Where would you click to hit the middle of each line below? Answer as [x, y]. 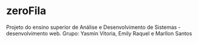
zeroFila [26, 11]
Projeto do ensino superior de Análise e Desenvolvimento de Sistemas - [94, 27]
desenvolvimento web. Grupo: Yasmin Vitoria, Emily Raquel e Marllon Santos [99, 33]
